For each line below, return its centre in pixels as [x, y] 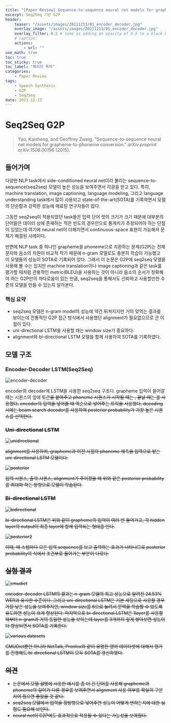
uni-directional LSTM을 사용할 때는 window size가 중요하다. [73, 330]
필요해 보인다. [36, 709]
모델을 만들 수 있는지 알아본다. [45, 285]
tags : [11, 81]
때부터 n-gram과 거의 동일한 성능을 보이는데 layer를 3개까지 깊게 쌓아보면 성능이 [85, 620]
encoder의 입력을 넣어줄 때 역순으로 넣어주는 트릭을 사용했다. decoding [92, 403]
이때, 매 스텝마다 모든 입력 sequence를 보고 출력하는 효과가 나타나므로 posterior [85, 547]
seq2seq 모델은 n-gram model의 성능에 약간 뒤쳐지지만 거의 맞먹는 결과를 [87, 312]
